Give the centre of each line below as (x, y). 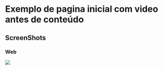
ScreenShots (26, 38)
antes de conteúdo (45, 19)
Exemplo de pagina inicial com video (82, 9)
